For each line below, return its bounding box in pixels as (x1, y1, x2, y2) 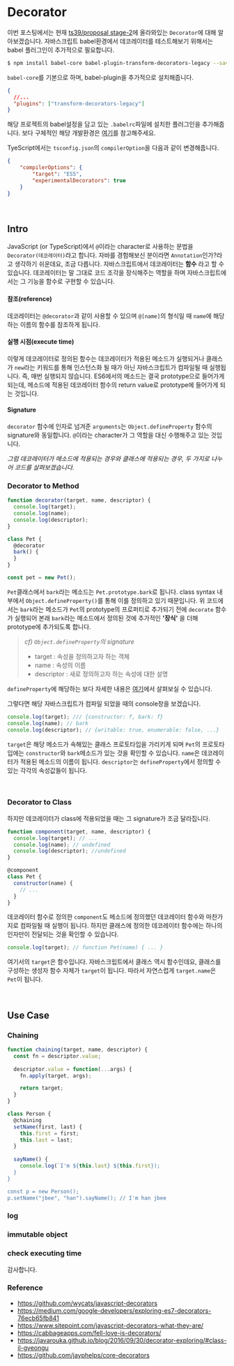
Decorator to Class (7, 797, 72, 807)
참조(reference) (7, 294, 52, 303)
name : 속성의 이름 (34, 661, 86, 669)
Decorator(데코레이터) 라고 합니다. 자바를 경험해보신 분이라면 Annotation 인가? (7, 251, 217, 259)
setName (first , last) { (13, 1123, 82, 1131)
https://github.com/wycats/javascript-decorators (17, 1299, 158, 1307)
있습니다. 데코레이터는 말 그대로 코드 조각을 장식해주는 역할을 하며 (7, 268, 186, 277)
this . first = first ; (19, 1130, 79, 1137)
